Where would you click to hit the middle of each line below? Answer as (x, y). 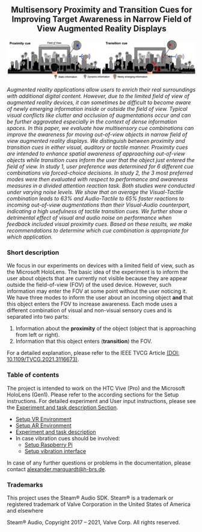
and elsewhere (25, 511)
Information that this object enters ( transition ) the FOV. (84, 341)
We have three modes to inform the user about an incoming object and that (100, 298)
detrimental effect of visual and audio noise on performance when (89, 218)
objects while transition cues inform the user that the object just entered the (101, 160)
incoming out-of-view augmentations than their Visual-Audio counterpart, (99, 205)
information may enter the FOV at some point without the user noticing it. (97, 291)
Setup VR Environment (43, 419)
